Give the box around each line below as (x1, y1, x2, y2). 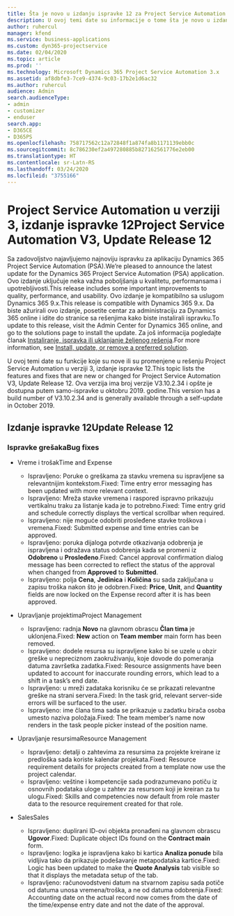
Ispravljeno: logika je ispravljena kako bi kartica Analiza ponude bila (27, 849, 224, 857)
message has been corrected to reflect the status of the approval (27, 561, 215, 569)
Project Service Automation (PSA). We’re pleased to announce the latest (7, 262, 212, 270)
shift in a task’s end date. (27, 676, 100, 685)
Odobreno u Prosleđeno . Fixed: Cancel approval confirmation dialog (27, 553, 224, 561)
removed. (27, 639, 56, 648)
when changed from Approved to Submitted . (27, 568, 159, 577)
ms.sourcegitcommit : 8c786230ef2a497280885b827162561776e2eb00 (7, 146, 195, 153)
